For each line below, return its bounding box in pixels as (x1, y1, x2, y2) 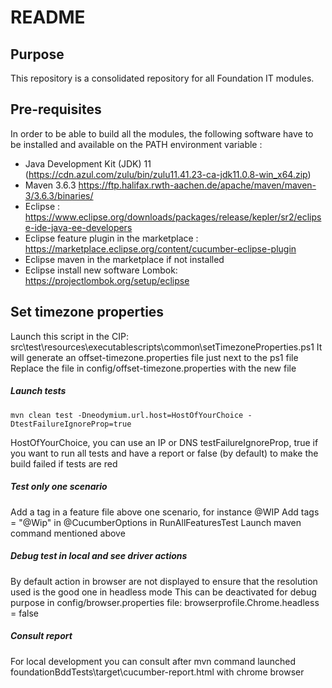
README (10, 6, 86, 29)
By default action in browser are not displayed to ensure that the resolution (10, 575, 318, 587)
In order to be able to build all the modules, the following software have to (10, 127, 314, 140)
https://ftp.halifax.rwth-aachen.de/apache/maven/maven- (78, 179, 317, 191)
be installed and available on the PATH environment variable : (10, 138, 263, 150)
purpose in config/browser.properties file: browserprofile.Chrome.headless (10, 596, 320, 608)
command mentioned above (10, 527, 126, 539)
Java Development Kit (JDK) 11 (24, 157, 152, 170)
